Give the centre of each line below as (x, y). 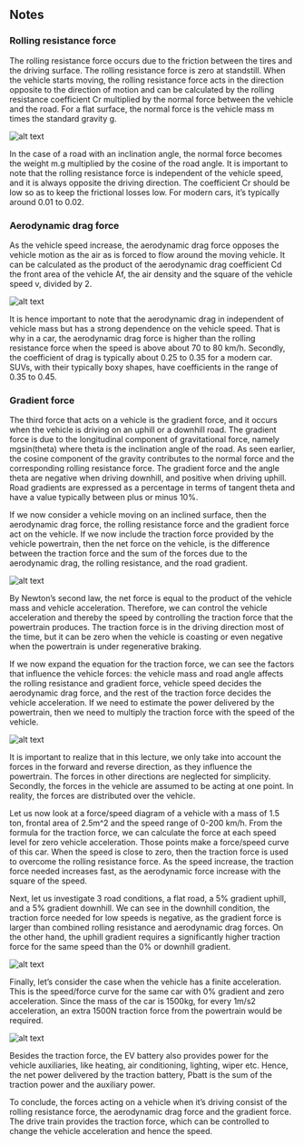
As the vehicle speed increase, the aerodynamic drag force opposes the (144, 245)
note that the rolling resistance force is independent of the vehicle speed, (147, 173)
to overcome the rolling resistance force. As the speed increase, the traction (152, 862)
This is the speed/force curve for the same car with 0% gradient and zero (147, 992)
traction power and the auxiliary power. (83, 1085)
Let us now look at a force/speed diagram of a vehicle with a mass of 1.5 (144, 814)
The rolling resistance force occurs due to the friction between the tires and (151, 60)
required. (26, 1021)
